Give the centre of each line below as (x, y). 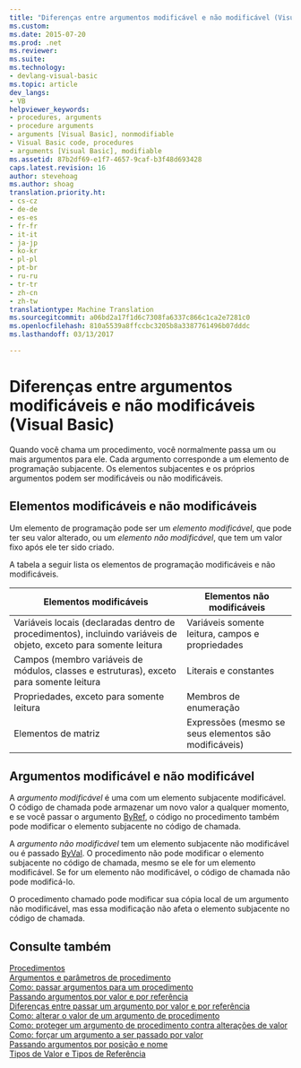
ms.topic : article (43, 84)
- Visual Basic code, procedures (72, 143)
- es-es (24, 217)
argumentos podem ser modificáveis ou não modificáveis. (116, 478)
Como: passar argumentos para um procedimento (102, 987)
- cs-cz (24, 201)
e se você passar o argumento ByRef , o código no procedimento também (144, 817)
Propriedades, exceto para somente (89, 696)
